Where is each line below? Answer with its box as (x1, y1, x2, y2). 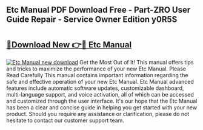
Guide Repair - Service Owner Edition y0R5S (6, 15, 178, 25)
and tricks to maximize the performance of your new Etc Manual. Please (6, 65, 187, 72)
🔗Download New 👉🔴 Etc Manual (6, 39, 132, 50)
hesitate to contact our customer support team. (6, 117, 124, 124)
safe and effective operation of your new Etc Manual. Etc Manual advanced (6, 78, 194, 85)
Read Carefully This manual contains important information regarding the (6, 72, 188, 78)
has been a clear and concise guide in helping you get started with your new (6, 104, 198, 111)
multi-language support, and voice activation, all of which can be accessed (6, 91, 194, 98)
